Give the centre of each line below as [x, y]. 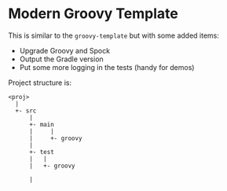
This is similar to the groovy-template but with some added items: [114, 35]
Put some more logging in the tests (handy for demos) [107, 67]
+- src [26, 111]
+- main [42, 124]
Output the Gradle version [61, 59]
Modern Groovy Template [93, 14]
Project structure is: [40, 83]
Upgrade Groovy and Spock [65, 50]
